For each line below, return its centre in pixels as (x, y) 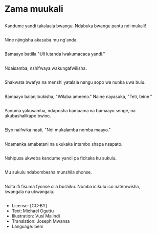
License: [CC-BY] (29, 206)
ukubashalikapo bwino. (28, 116)
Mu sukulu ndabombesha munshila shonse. (48, 172)
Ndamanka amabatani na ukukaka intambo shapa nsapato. (64, 144)
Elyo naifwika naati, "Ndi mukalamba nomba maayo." (58, 130)
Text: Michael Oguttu (33, 211)
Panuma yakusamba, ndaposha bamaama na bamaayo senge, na (70, 110)
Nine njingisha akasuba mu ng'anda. (41, 39)
